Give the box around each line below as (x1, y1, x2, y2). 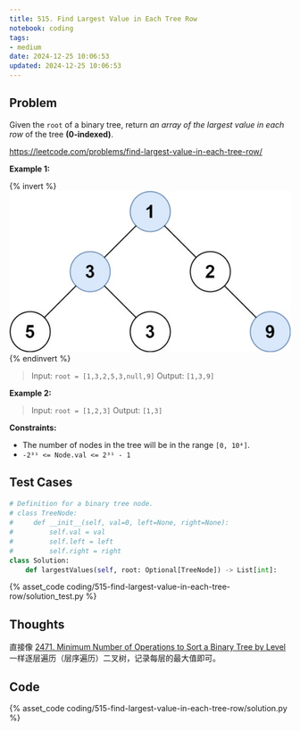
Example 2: (9, 387, 52, 398)
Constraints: (9, 422, 57, 433)
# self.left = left (9, 536, 114, 546)
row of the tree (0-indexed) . (9, 129, 114, 139)
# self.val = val (9, 527, 105, 537)
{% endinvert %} (9, 353, 71, 363)
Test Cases (9, 474, 73, 490)
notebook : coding (9, 23, 74, 33)
